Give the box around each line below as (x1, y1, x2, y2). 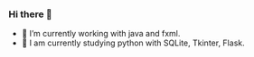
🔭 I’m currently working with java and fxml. (21, 28, 181, 39)
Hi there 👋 (8, 8, 53, 20)
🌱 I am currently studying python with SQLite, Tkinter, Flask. (21, 37, 245, 48)
